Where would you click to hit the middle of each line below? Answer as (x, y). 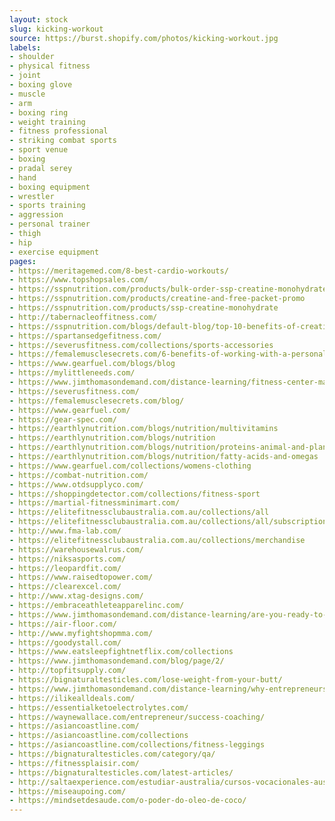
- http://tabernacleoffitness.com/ (83, 317)
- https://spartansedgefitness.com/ (85, 336)
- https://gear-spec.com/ (63, 419)
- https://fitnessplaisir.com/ (74, 763)
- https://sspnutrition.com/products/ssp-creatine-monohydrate (144, 308)
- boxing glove (41, 85)
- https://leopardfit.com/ (65, 568)
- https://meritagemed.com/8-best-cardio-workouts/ (119, 271)
